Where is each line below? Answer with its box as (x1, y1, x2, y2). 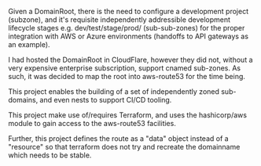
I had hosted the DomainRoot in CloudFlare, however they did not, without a (8, 55, 253, 64)
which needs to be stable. (8, 150, 92, 160)
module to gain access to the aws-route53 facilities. (8, 119, 177, 128)
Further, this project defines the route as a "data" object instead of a (8, 134, 230, 143)
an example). (8, 40, 50, 49)
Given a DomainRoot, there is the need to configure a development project (8, 7, 249, 16)
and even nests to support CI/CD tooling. (39, 96, 172, 104)
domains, (8, 96, 39, 104)
